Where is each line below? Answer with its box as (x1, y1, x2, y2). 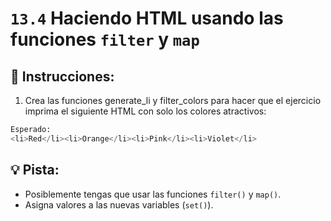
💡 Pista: (10, 162, 60, 179)
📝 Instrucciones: (10, 68, 115, 85)
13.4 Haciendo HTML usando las (10, 7, 284, 30)
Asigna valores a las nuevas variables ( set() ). (24, 198, 214, 211)
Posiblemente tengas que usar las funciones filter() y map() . (24, 188, 282, 200)
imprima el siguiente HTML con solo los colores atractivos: (24, 105, 267, 117)
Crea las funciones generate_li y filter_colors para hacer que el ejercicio (24, 95, 322, 106)
